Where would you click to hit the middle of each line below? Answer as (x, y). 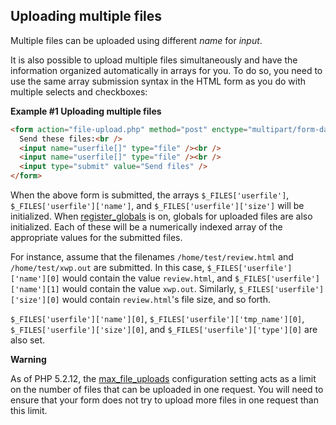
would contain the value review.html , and (147, 278)
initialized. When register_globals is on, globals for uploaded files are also (161, 216)
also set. (28, 340)
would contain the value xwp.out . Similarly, (149, 289)
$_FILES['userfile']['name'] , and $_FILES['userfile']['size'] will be (157, 206)
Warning (28, 360)
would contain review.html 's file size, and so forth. (166, 300)
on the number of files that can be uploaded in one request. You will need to (167, 390)
